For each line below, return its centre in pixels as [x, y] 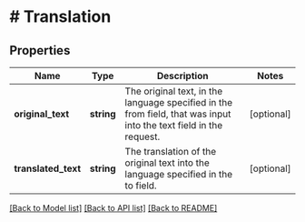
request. [143, 136]
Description [182, 76]
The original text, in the [174, 91]
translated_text [48, 168]
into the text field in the [174, 125]
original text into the [167, 163]
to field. [141, 186]
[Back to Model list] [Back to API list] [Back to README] [113, 208]
